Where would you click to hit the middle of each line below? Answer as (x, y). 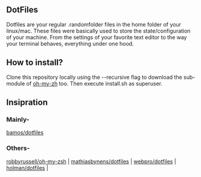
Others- (18, 148)
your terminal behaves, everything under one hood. (70, 43)
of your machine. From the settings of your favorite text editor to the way (97, 37)
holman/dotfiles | (27, 167)
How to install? (35, 63)
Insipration (27, 103)
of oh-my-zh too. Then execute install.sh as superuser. (94, 83)
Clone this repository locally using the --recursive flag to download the (94, 77)
